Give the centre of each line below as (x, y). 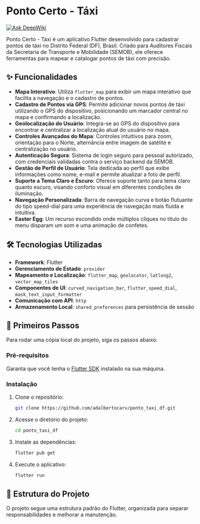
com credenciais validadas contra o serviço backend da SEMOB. (94, 161)
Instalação (22, 384)
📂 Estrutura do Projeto (48, 494)
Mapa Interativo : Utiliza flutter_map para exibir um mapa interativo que (103, 92)
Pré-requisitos (27, 356)
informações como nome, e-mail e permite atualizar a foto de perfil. (98, 174)
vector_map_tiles (36, 282)
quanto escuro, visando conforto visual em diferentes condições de (98, 187)
